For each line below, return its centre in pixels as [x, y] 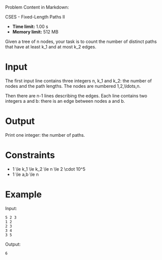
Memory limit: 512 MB [35, 32]
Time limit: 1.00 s [30, 26]
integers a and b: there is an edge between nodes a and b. [65, 101]
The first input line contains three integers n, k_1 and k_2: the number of [79, 81]
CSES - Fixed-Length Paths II [35, 17]
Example [23, 195]
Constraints [30, 155]
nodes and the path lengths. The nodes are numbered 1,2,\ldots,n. [73, 86]
